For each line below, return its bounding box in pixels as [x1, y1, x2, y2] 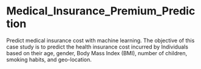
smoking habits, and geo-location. [6, 56, 92, 63]
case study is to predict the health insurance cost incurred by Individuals [6, 43, 188, 50]
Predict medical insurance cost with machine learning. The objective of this [6, 37, 195, 44]
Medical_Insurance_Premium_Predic [6, 4, 196, 18]
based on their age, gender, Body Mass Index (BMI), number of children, [6, 49, 187, 56]
